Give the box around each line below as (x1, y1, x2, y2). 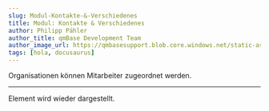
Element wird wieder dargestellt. (8, 93, 115, 103)
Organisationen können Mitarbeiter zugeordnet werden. (8, 71, 192, 80)
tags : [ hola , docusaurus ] (8, 49, 94, 57)
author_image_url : (8, 42, 70, 50)
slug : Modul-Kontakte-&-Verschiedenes (8, 11, 138, 20)
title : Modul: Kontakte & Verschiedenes (8, 19, 146, 27)
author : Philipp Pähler (8, 26, 88, 34)
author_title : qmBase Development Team (8, 34, 142, 42)
